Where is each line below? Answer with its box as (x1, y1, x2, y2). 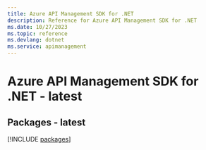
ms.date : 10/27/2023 (7, 23, 68, 30)
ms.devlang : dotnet (7, 37, 65, 44)
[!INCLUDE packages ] (7, 135, 71, 143)
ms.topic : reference (7, 30, 68, 37)
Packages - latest (7, 116, 86, 128)
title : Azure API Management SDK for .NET (7, 10, 134, 18)
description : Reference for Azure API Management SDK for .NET (7, 17, 198, 24)
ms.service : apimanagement (7, 43, 87, 50)
